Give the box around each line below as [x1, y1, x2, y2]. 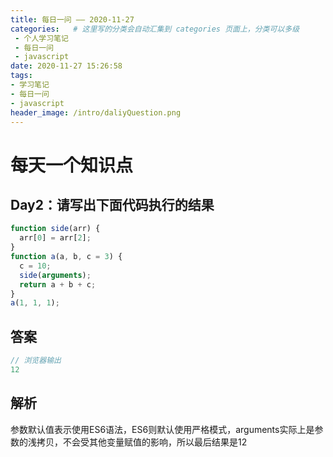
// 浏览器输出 [10, 356, 62, 366]
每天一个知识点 [10, 154, 134, 176]
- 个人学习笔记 [14, 33, 69, 43]
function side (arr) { [10, 224, 101, 234]
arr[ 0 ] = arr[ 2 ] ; [19, 233, 92, 243]
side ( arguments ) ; [19, 270, 92, 280]
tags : [10, 71, 33, 81]
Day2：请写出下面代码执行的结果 [10, 196, 215, 213]
